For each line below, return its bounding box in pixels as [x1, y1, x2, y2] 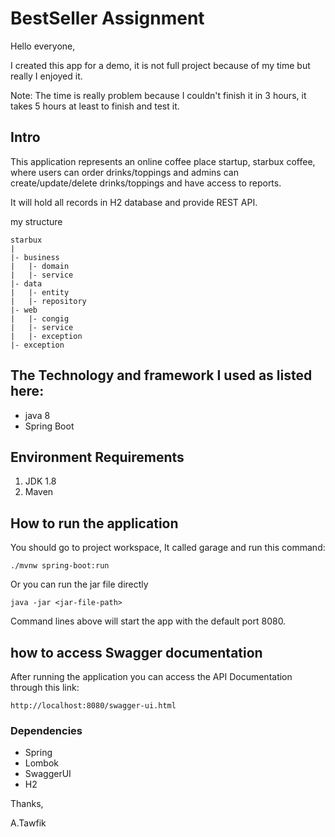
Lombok [24, 757, 60, 769]
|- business [10, 252, 60, 262]
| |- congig [10, 313, 70, 324]
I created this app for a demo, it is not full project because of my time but [10, 59, 311, 71]
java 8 [24, 409, 51, 421]
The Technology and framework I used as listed [10, 367, 313, 384]
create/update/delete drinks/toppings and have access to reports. [10, 177, 282, 189]
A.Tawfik [10, 817, 47, 829]
